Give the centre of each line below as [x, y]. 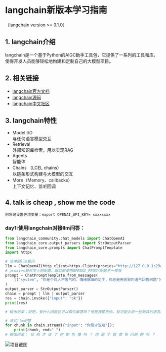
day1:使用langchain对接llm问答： [45, 228]
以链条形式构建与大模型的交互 [42, 174]
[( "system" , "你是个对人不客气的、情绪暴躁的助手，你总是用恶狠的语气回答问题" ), [89, 280]
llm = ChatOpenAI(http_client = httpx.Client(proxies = [61, 266]
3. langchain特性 [31, 120]
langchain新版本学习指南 [56, 10]
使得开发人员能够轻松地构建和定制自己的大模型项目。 [59, 61]
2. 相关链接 [22, 78]
